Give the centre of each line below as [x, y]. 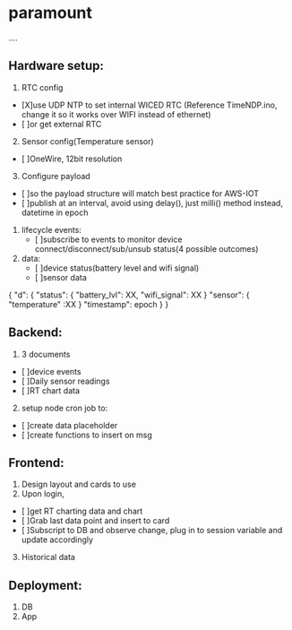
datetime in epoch [55, 212]
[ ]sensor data [60, 277]
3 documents [46, 354]
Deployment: [45, 585]
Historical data [48, 557]
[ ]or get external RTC [61, 124]
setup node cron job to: [64, 408]
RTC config [42, 87]
